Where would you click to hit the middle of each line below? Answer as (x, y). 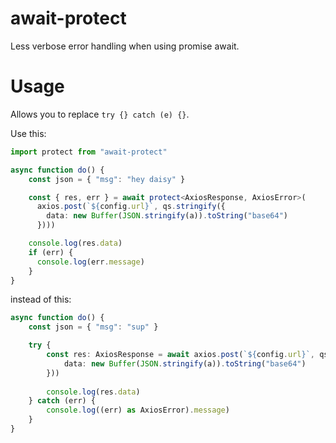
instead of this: (41, 299)
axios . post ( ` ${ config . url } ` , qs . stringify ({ (131, 207)
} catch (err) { (62, 401)
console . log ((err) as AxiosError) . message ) (138, 410)
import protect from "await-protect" (89, 152)
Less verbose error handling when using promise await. (125, 46)
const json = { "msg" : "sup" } (93, 327)
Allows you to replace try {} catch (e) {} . (100, 114)
